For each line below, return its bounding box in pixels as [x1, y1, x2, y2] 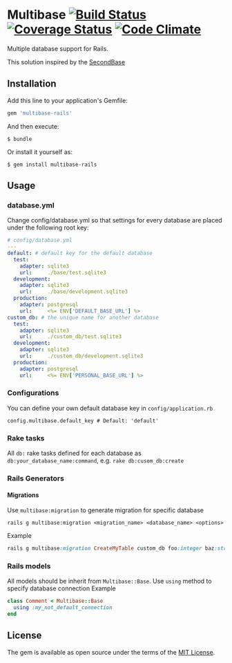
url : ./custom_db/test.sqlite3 [19, 333, 122, 340]
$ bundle [7, 136, 32, 142]
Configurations [7, 388, 59, 398]
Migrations [7, 491, 39, 499]
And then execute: [7, 122, 59, 131]
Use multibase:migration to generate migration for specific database [7, 506, 204, 514]
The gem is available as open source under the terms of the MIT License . [7, 648, 215, 656]
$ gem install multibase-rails [7, 161, 97, 168]
